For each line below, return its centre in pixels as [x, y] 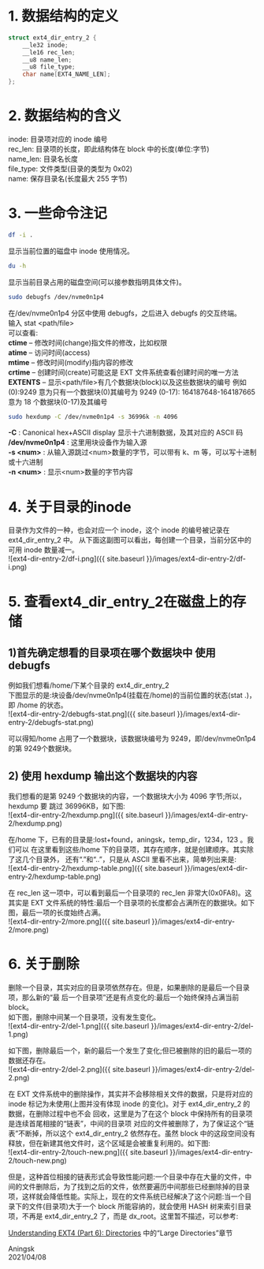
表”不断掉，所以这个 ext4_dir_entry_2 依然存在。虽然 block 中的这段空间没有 [132, 1133]
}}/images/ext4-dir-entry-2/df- [196, 559]
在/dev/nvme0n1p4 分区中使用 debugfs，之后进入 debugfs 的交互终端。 [125, 313]
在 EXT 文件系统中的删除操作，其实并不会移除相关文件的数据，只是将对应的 [131, 1094]
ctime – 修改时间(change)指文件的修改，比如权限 [88, 342]
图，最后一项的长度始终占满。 [56, 913]
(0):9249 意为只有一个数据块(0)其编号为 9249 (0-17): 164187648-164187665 [132, 392]
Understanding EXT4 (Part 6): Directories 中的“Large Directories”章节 [121, 1233]
